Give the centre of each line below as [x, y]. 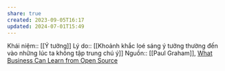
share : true [24, 13]
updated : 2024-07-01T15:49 [46, 26]
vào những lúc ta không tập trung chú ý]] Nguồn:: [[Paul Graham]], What [110, 53]
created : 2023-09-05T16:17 [46, 20]
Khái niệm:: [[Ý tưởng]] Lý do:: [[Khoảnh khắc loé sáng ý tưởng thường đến [112, 46]
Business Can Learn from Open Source [63, 61]
